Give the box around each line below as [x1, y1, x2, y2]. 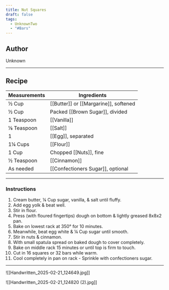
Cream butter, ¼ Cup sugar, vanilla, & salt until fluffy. [13, 197, 122, 203]
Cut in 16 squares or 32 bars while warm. [13, 250, 98, 256]
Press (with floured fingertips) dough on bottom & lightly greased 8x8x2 [13, 213, 162, 219]
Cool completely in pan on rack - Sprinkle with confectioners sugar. [13, 255, 152, 261]
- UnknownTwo [10, 21, 38, 26]
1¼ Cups [8, 140, 30, 147]
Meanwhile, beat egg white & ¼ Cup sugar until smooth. [13, 228, 129, 235]
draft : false [6, 12, 33, 17]
